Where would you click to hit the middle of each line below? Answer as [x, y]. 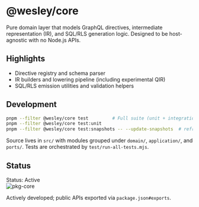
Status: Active [23, 180]
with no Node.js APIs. [55, 40]
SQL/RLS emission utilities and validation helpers [74, 86]
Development [32, 104]
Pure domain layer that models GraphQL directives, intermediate [84, 27]
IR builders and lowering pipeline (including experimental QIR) [90, 79]
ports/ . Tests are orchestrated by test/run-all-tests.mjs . [78, 147]
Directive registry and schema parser [60, 73]
